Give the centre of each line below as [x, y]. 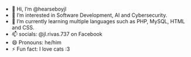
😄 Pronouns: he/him [36, 42]
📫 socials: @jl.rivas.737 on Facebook [57, 34]
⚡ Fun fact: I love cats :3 [41, 49]
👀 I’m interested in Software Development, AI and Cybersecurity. [89, 15]
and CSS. [23, 27]
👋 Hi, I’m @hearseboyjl [39, 9]
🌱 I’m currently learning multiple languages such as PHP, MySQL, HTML [98, 21]
